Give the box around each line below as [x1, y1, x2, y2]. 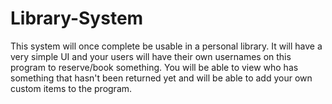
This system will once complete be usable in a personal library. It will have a [10, 40, 323, 52]
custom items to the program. [10, 82, 133, 94]
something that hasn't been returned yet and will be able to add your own [10, 72, 313, 84]
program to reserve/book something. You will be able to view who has [10, 61, 299, 73]
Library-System [10, 7, 144, 30]
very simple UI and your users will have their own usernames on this [10, 50, 292, 62]
